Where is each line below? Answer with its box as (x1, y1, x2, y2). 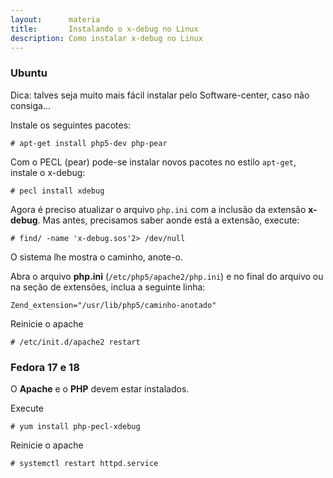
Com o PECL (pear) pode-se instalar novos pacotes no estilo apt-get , (10, 156, 297, 168)
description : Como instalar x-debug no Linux (10, 33, 203, 43)
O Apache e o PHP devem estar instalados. (10, 382, 190, 395)
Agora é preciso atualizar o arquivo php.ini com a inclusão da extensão (10, 203, 307, 215)
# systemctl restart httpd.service (10, 458, 159, 468)
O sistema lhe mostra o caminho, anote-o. (10, 251, 183, 263)
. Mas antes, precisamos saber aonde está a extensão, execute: (37, 214, 300, 226)
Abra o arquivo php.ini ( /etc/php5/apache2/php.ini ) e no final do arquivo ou (10, 270, 324, 282)
